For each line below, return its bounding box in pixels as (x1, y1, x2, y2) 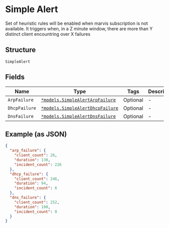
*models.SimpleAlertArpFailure (41, 97, 116, 103)
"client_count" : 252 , (14, 200, 59, 205)
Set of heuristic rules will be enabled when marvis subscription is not (5, 20, 148, 26)
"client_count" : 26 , (14, 153, 57, 158)
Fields (5, 73, 25, 81)
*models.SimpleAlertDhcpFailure (41, 105, 119, 111)
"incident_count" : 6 (14, 186, 57, 191)
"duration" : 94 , (14, 181, 49, 186)
